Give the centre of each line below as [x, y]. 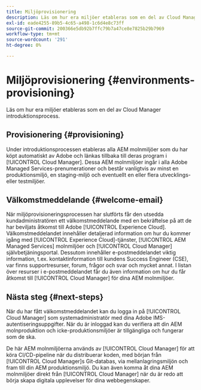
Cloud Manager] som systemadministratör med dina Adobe [79, 318]
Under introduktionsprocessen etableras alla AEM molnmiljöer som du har [97, 149]
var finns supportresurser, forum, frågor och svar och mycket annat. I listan [99, 265]
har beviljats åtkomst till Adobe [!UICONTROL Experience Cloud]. [86, 227]
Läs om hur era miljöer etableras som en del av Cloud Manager [84, 109]
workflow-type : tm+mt [33, 34]
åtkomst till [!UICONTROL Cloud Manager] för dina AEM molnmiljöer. [90, 278]
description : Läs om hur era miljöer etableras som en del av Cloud [93, 17]
